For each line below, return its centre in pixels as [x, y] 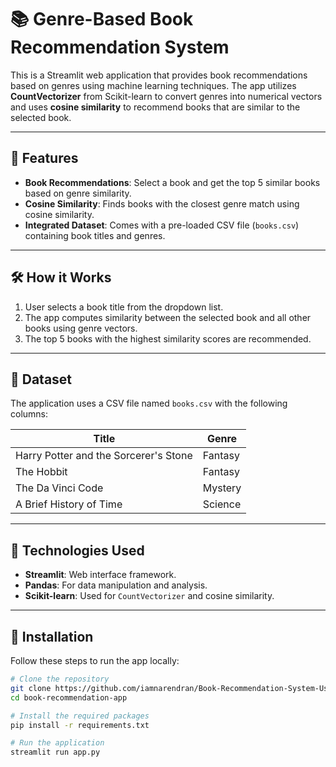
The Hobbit [41, 472]
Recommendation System [120, 47]
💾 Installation [52, 636]
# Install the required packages [80, 716]
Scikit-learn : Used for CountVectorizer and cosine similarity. [149, 596]
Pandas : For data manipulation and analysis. [116, 585]
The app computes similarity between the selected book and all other [168, 317]
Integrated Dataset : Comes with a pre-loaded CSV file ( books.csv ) [162, 225]
